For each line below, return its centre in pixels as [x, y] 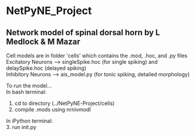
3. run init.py [21, 127]
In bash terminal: [26, 92]
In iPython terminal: [30, 121]
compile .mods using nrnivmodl [53, 109]
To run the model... [29, 86]
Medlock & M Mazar [43, 41]
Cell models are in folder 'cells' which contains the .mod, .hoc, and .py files [97, 56]
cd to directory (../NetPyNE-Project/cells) [65, 103]
